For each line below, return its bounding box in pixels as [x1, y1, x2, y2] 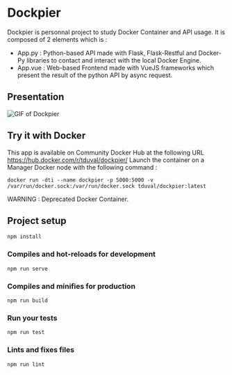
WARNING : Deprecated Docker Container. [7, 195, 129, 203]
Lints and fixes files [7, 345, 75, 355]
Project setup [7, 214, 67, 227]
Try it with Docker [7, 130, 86, 142]
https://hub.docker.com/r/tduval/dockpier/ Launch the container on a [7, 155, 205, 164]
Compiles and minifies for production [7, 281, 135, 291]
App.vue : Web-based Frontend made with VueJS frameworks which [17, 63, 215, 72]
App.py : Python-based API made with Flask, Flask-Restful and [17, 49, 197, 57]
